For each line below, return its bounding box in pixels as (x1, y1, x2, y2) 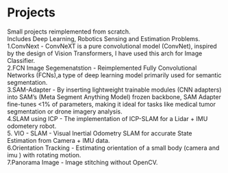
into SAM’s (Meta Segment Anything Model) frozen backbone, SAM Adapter (7, 92, 221, 101)
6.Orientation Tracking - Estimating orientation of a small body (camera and (7, 144, 220, 152)
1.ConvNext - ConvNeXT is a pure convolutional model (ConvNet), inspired (7, 42, 217, 50)
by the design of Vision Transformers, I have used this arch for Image (7, 49, 203, 57)
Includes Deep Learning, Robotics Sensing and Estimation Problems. (7, 34, 201, 42)
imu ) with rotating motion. (7, 150, 81, 159)
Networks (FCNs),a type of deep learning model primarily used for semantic (7, 70, 222, 79)
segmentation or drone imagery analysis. (7, 107, 123, 116)
